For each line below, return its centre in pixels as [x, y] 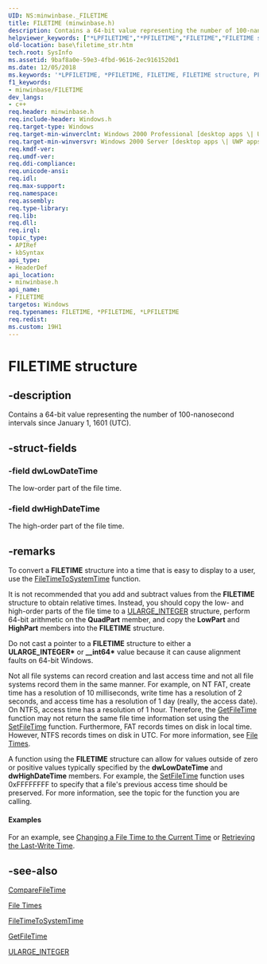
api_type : [25, 260]
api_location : [32, 275]
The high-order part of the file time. [66, 526]
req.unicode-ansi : [39, 171]
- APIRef [23, 245]
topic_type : [28, 238]
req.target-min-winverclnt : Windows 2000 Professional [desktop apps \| [131, 134]
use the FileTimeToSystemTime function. [75, 579]
